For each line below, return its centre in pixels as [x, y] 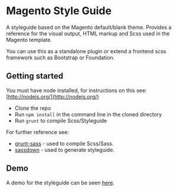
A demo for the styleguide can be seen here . [60, 183]
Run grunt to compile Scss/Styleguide [61, 121]
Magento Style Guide [59, 11]
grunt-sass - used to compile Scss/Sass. [64, 144]
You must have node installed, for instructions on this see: [76, 90]
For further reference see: [37, 132]
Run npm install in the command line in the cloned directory [88, 114]
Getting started [35, 76]
